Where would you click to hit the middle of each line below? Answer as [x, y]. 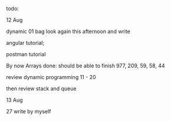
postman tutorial [26, 54]
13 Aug [14, 100]
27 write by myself [29, 111]
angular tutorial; [25, 43]
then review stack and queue [41, 89]
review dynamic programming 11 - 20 [51, 77]
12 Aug [14, 20]
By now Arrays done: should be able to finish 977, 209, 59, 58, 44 [85, 66]
